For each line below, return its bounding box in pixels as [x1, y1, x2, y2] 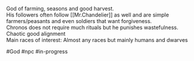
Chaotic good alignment [6, 30, 66, 37]
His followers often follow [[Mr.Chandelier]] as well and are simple [6, 11, 169, 18]
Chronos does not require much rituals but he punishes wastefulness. [6, 24, 178, 31]
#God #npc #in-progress [6, 48, 68, 55]
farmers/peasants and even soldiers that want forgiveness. [6, 18, 152, 24]
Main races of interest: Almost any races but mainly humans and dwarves [6, 37, 188, 43]
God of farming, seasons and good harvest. [6, 5, 114, 12]
